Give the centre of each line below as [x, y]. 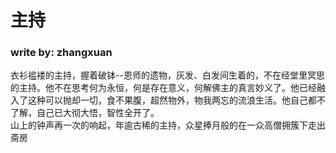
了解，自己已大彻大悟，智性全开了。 [85, 113]
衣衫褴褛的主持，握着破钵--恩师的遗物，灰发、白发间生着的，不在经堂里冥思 [167, 75]
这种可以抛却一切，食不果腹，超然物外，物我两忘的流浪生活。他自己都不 [176, 100]
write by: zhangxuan [61, 53]
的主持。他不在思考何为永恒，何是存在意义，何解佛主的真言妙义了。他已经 [163, 88]
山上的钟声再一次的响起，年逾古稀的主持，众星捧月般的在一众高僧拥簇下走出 [168, 125]
